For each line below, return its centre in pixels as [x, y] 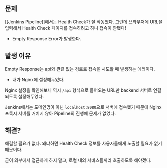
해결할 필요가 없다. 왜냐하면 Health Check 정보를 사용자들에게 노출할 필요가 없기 [83, 143]
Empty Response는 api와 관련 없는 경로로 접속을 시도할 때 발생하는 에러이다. [80, 69]
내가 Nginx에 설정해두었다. [38, 79]
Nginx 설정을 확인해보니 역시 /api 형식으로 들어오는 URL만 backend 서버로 [79, 90]
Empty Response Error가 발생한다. [47, 38]
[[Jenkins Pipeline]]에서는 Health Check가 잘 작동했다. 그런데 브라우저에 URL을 [84, 22]
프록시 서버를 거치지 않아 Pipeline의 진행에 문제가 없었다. [61, 113]
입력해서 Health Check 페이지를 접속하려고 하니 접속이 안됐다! [66, 28]
